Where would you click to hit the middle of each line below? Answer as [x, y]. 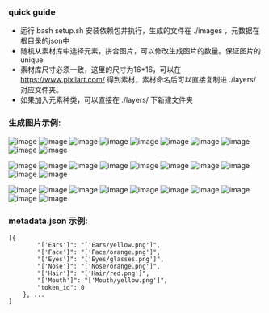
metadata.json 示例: [48, 221]
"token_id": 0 [61, 287]
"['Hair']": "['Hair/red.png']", [94, 273]
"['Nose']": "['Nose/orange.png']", [99, 266]
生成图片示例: [35, 123]
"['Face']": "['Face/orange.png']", [99, 252]
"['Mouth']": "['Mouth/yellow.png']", [103, 280]
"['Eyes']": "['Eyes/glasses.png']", [101, 259]
